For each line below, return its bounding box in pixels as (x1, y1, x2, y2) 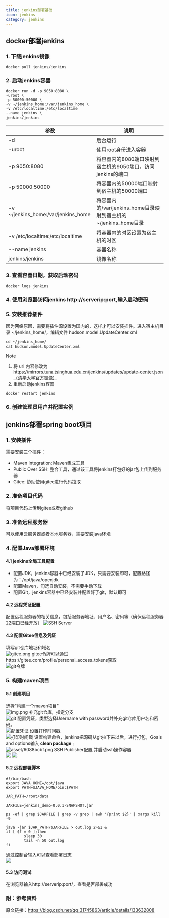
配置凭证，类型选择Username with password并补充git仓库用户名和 (17, 715, 154, 721)
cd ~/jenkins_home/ (6, 339, 47, 345)
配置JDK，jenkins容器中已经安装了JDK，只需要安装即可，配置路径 (13, 570, 151, 577)
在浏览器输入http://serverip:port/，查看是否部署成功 (6, 881, 113, 887)
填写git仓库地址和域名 (6, 644, 51, 650)
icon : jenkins (6, 12, 36, 17)
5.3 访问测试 (6, 869, 32, 875)
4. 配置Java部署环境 (6, 545, 55, 551)
